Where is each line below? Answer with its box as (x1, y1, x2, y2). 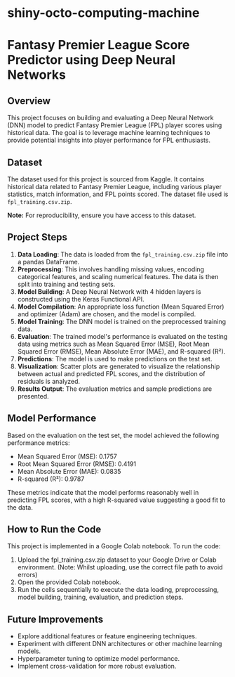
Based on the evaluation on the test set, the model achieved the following (7, 431, 220, 439)
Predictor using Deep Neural (7, 52, 176, 68)
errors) (17, 571, 38, 579)
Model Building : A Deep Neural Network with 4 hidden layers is (17, 287, 201, 296)
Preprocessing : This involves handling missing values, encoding (17, 265, 205, 273)
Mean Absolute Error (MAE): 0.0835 (17, 467, 121, 475)
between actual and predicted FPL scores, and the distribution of (17, 369, 206, 378)
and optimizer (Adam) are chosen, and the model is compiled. (17, 309, 196, 318)
